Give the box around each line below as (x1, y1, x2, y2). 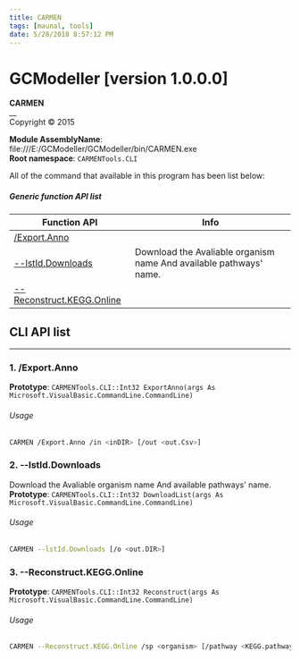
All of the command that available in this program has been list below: (9, 171, 265, 182)
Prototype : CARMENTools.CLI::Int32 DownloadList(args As (9, 488, 224, 499)
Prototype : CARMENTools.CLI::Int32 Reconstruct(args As (9, 587, 221, 597)
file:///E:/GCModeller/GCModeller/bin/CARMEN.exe (9, 144, 198, 155)
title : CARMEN (9, 13, 62, 22)
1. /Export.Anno (9, 361, 79, 374)
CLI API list (9, 324, 71, 340)
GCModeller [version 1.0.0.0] (9, 68, 229, 89)
